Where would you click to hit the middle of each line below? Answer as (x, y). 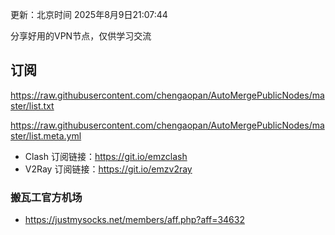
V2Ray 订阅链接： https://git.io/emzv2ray (108, 169)
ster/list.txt (32, 105)
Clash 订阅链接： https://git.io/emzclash (106, 156)
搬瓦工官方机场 (46, 197)
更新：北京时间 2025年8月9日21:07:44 (89, 14)
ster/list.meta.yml (46, 135)
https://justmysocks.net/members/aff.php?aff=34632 (134, 220)
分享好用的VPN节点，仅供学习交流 (81, 36)
